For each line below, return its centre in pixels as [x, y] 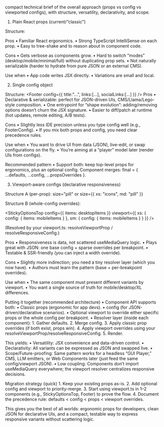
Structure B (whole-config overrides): [43, 203]
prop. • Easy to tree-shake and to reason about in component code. [73, 46]
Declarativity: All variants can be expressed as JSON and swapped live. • [79, 348]
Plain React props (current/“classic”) [49, 22]
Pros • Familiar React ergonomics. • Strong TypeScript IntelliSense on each [81, 41]
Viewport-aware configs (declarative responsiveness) [66, 184]
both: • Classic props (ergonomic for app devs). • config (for [66, 307]
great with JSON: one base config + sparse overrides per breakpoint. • [77, 248]
